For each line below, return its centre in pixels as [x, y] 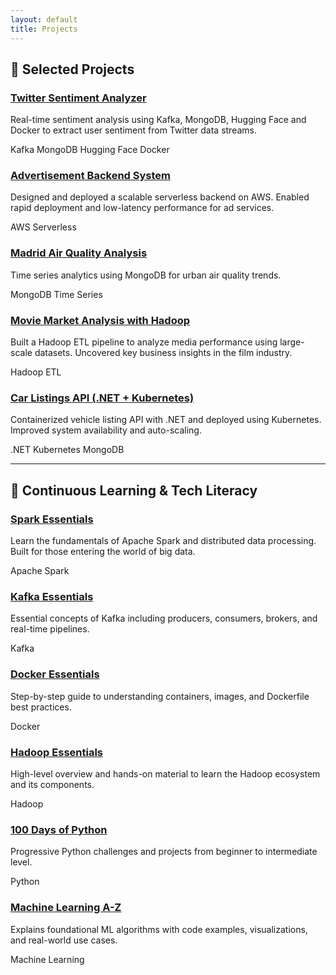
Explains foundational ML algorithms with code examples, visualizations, [159, 929]
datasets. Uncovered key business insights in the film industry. [163, 353]
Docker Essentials [55, 674]
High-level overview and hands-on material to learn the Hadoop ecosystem [165, 773]
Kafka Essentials [52, 596]
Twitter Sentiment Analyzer [78, 98]
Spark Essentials [52, 519]
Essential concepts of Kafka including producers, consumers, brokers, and [164, 618]
